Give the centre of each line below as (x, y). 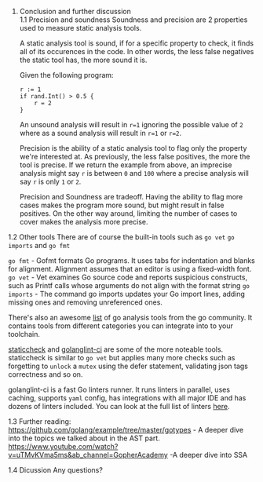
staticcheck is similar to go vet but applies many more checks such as (122, 358)
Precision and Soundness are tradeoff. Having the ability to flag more (131, 197)
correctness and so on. (46, 374)
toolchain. (24, 334)
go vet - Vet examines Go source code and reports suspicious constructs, (128, 277)
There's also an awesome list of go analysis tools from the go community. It (130, 318)
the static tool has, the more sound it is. (83, 60)
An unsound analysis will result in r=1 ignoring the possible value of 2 (131, 124)
